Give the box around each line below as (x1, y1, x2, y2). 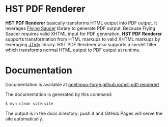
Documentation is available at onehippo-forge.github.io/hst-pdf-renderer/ (5, 81, 159, 87)
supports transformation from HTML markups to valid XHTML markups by (5, 36, 160, 42)
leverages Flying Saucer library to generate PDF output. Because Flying (5, 25, 155, 31)
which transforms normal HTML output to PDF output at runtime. (5, 47, 141, 53)
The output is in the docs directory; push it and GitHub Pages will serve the (5, 110, 163, 116)
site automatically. (5, 115, 43, 122)
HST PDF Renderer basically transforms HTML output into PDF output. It (5, 20, 157, 26)
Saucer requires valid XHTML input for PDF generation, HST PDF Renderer (5, 30, 162, 37)
